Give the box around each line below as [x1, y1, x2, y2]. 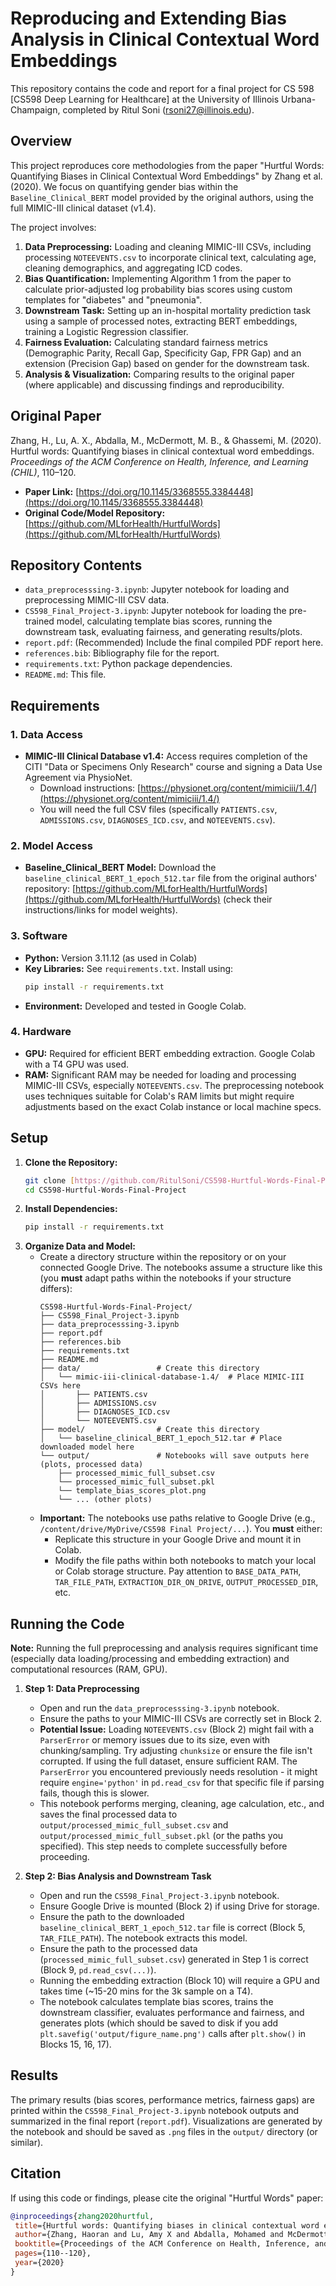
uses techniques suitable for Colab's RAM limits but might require [24, 1090, 295, 1102]
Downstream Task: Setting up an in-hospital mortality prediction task [24, 304, 312, 316]
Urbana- [281, 93, 317, 105]
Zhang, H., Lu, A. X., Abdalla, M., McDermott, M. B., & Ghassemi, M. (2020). [10, 434, 322, 446]
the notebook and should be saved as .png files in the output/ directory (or [10, 2125, 318, 2137]
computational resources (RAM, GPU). [10, 1663, 168, 1676]
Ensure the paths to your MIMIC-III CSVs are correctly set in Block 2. [39, 1713, 323, 1725]
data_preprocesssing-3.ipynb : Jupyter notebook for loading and [24, 583, 290, 596]
